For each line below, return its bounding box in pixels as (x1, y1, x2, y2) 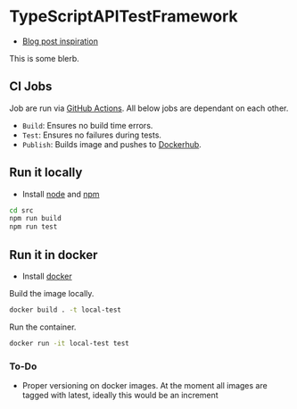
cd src (9, 205, 34, 215)
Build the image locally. (9, 288, 95, 298)
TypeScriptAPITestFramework (9, 6, 238, 27)
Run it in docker (9, 247, 98, 263)
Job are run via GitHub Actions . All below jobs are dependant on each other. (9, 103, 289, 113)
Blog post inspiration (21, 36, 98, 46)
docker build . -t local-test (9, 305, 122, 314)
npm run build (9, 214, 62, 223)
